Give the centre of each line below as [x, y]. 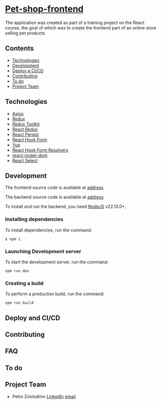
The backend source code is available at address [54, 197]
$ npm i [13, 239]
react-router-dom [30, 155]
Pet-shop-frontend [44, 9]
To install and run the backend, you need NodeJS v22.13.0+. [66, 206]
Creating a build [24, 283]
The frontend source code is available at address [54, 188]
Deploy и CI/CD [28, 71]
